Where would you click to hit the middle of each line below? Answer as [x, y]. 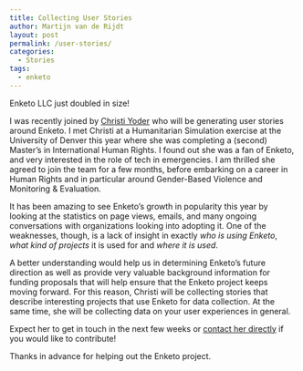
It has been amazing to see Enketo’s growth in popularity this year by [139, 206]
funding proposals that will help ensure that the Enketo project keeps [139, 282]
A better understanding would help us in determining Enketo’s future [138, 263]
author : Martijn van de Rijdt [67, 26]
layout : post [34, 35]
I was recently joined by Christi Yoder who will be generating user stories [147, 120]
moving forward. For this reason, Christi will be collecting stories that [139, 292]
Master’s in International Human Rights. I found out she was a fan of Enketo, [152, 149]
